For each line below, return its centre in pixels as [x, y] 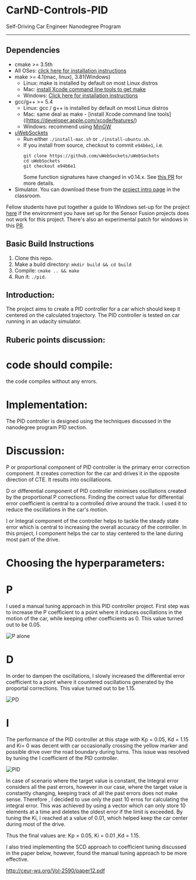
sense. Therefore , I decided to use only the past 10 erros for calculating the [97, 799]
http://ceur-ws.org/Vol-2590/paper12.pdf [55, 870]
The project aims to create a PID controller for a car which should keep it [93, 309]
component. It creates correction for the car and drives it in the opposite [93, 473]
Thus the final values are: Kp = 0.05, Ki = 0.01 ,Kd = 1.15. [73, 835]
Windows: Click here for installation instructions [80, 95]
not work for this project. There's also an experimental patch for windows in [97, 219]
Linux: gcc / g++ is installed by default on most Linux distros [96, 108]
